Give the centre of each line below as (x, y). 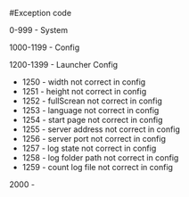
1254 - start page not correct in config (92, 120)
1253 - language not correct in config (90, 110)
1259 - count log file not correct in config (98, 167)
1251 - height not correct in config (84, 91)
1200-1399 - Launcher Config (64, 65)
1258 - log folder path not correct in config (100, 158)
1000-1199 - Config (45, 47)
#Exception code (41, 13)
